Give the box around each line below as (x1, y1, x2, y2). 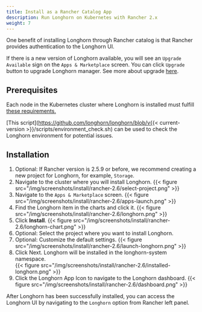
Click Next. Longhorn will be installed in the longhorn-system (14, 249, 167, 256)
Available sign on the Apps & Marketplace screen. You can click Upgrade (6, 61, 185, 68)
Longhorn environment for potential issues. (6, 132, 113, 139)
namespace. (14, 255, 46, 263)
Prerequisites (6, 85, 58, 95)
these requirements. (6, 107, 56, 115)
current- (159, 119, 180, 127)
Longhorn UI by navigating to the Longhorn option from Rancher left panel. (6, 299, 190, 306)
